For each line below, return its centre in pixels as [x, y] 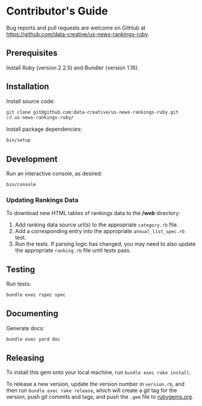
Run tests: [19, 284]
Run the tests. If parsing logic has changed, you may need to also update [105, 244]
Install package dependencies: [44, 129]
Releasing [25, 358]
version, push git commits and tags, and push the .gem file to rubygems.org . [100, 397]
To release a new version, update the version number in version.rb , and [96, 384]
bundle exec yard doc [33, 339]
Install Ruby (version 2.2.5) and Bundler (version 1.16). [73, 67]
